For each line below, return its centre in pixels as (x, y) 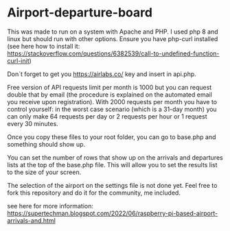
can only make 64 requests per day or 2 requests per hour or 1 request (107, 116)
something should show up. (46, 144)
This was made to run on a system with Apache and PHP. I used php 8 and (113, 32)
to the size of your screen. (44, 172)
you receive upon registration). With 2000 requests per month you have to (112, 101)
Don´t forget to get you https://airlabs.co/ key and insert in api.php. (102, 74)
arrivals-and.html (32, 220)
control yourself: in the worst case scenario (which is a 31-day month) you (112, 109)
